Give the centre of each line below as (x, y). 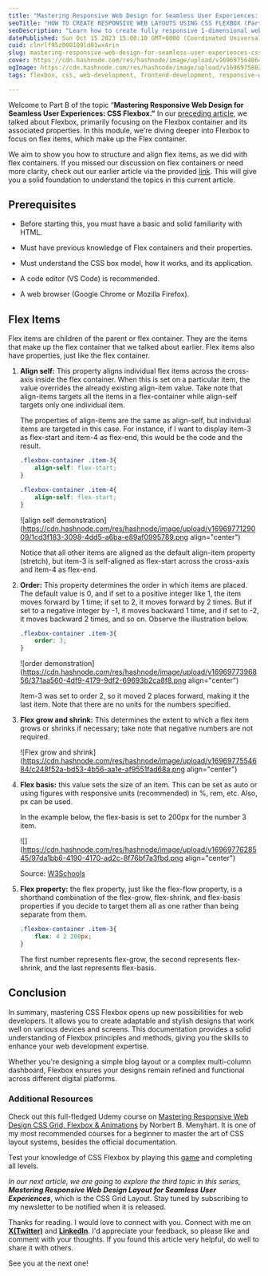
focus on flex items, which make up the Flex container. (98, 139)
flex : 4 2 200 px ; (63, 937)
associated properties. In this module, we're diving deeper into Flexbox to (129, 130)
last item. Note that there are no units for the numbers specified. (125, 704)
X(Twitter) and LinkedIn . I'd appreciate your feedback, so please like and (129, 1230)
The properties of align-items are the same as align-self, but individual (135, 421)
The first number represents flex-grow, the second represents (121, 959)
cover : (19, 61)
